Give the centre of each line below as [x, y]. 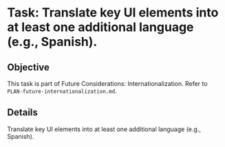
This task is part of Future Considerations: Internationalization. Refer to [107, 83]
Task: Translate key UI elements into [113, 13]
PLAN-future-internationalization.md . [62, 91]
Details [22, 112]
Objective [29, 67]
